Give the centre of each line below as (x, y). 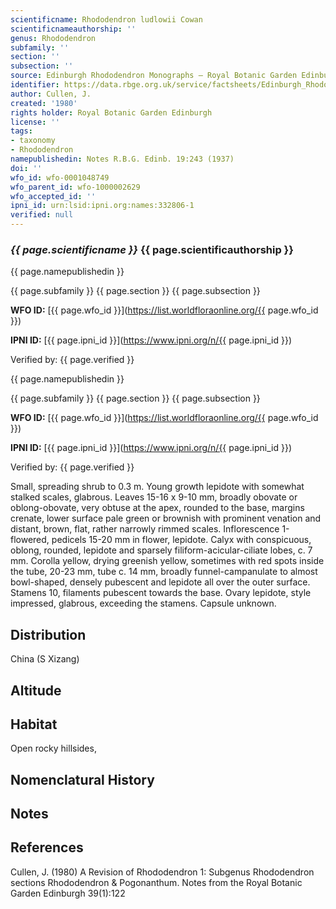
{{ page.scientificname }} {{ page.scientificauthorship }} (152, 249)
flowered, (30, 540)
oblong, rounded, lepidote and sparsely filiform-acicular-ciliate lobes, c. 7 (161, 550)
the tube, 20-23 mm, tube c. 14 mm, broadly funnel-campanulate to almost (164, 572)
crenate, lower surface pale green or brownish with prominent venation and (166, 518)
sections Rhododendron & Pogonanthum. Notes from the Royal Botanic (156, 882)
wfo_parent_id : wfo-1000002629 (75, 187)
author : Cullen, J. (51, 94)
